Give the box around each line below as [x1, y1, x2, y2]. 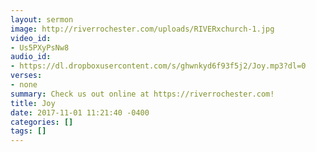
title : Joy [10, 98, 56, 108]
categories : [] [10, 117, 74, 127]
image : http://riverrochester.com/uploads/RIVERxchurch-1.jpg [10, 24, 275, 34]
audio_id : [10, 52, 52, 62]
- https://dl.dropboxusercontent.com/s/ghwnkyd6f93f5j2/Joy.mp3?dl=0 [10, 61, 307, 71]
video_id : [10, 33, 52, 43]
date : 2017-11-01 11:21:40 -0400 [10, 107, 150, 118]
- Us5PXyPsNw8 [10, 42, 70, 53]
